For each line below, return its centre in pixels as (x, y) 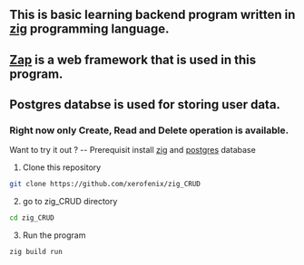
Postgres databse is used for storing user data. (145, 104)
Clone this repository (62, 167)
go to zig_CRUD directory (70, 202)
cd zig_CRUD (32, 218)
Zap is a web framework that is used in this (133, 59)
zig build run (36, 252)
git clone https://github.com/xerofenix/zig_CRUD (105, 185)
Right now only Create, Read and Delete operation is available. (149, 130)
